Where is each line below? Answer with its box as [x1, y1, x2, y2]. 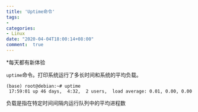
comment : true [6, 42, 44, 48]
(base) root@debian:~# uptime [6, 83, 81, 89]
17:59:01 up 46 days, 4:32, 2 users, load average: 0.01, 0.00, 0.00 [8, 88, 193, 94]
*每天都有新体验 [6, 59, 46, 66]
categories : [6, 25, 36, 31]
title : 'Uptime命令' [6, 8, 55, 15]
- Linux [6, 31, 25, 37]
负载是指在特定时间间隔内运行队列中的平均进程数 [6, 99, 126, 107]
